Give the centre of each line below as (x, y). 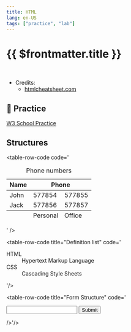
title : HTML (21, 12)
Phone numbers (49, 171)
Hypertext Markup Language (58, 260)
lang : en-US (21, 18)
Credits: (25, 83)
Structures (27, 143)
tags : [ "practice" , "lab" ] (41, 23)
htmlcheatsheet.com (50, 89)
